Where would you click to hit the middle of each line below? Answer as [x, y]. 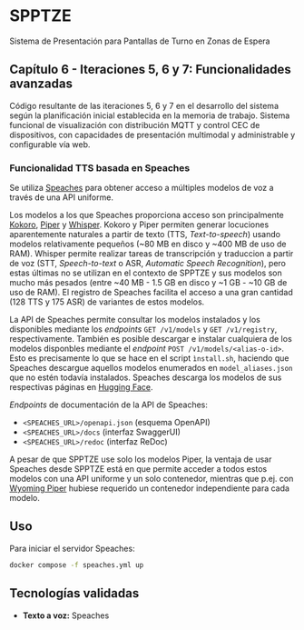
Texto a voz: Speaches [66, 615]
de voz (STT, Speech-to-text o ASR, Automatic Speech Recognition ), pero [147, 264]
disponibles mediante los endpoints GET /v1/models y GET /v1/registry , [143, 329]
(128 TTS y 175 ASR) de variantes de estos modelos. [107, 302]
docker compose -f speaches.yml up [77, 565]
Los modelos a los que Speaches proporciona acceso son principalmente [147, 215]
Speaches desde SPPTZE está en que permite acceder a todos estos [138, 469]
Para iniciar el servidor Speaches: [72, 548]
